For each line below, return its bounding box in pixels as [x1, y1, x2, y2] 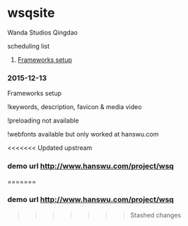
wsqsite [7, 5, 55, 21]
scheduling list [7, 42, 50, 50]
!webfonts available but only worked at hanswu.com [7, 130, 159, 139]
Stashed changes [130, 211, 182, 219]
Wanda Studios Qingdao [7, 28, 78, 37]
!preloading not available [7, 116, 79, 125]
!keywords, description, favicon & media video [7, 103, 142, 111]
